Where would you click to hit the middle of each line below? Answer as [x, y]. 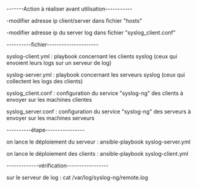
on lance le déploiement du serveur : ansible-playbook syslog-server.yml [98, 142]
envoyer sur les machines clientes [49, 100]
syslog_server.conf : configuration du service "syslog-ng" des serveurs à [99, 112]
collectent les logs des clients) [45, 81]
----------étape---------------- [46, 130]
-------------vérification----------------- [58, 166]
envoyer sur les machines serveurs [50, 118]
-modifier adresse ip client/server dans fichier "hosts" [74, 21]
